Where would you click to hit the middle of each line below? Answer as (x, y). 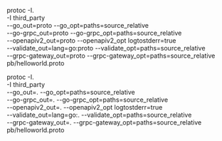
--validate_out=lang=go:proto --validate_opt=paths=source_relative (106, 48)
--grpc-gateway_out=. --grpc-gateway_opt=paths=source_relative (104, 122)
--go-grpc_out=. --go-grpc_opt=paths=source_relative (88, 100)
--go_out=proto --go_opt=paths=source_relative (78, 25)
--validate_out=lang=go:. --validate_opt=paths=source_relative (99, 115)
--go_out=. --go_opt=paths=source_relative (71, 92)
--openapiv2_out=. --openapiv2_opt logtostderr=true (85, 107)
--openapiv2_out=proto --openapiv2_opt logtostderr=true (91, 41)
